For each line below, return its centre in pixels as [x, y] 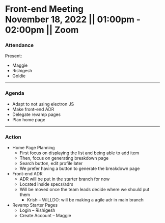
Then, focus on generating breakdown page [64, 158]
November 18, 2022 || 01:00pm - [73, 19]
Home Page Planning [33, 148]
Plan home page [29, 119]
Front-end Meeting [44, 9]
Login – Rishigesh [37, 210]
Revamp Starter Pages [35, 205]
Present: [14, 56]
